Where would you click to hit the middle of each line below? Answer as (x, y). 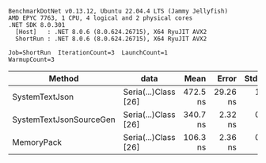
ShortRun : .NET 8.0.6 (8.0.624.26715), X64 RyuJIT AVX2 (111, 39)
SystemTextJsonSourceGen (64, 119)
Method (64, 78)
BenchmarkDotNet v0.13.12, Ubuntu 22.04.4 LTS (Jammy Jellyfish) (118, 11)
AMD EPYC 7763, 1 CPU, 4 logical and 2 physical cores (101, 18)
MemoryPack (37, 142)
